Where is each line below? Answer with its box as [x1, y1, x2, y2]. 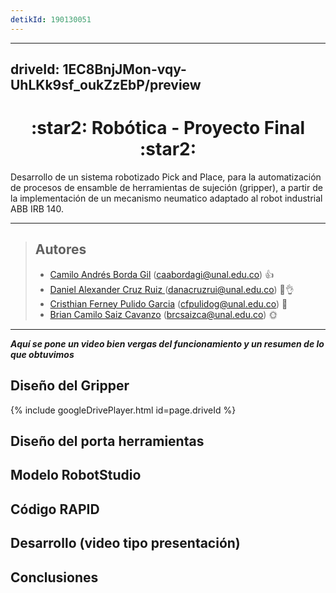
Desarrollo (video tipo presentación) [10, 535, 241, 552]
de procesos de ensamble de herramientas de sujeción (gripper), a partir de [10, 181, 323, 193]
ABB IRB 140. [10, 202, 65, 215]
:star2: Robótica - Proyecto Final [30, 117, 306, 140]
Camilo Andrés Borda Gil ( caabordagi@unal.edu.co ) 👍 [49, 268, 275, 280]
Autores [34, 241, 87, 258]
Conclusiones [10, 569, 99, 586]
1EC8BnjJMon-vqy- [62, 61, 187, 78]
